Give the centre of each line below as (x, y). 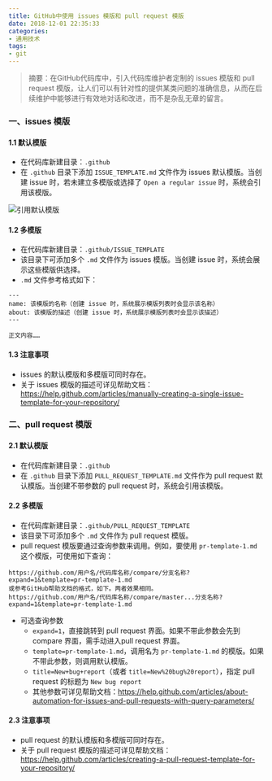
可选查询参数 (41, 620)
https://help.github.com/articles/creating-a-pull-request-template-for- (138, 759)
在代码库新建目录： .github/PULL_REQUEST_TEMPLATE (105, 525)
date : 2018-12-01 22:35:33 (54, 24)
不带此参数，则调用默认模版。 (82, 661)
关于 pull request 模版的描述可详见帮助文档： (95, 750)
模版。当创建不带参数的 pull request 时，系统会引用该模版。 (127, 486)
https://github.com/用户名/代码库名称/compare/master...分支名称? (116, 597)
